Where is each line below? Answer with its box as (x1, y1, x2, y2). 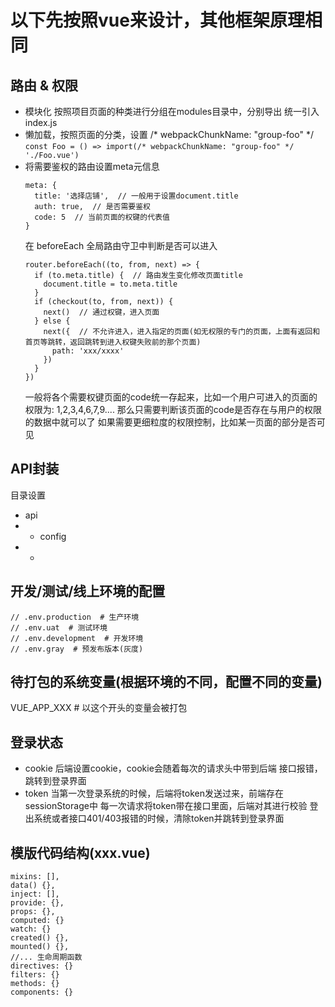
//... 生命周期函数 (10, 952, 83, 963)
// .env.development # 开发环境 (10, 633, 144, 643)
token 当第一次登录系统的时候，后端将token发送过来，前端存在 (24, 787, 285, 800)
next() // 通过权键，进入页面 (43, 307, 160, 317)
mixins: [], (10, 872, 60, 882)
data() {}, (10, 881, 56, 891)
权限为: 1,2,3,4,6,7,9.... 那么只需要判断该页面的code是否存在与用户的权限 (24, 404, 322, 415)
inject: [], (10, 889, 60, 900)
